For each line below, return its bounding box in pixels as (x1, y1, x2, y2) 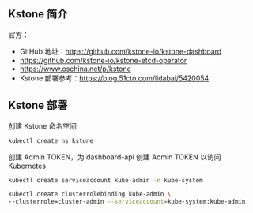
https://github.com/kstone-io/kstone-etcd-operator (19, 55, 187, 65)
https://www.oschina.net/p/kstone (19, 64, 132, 73)
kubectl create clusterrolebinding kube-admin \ (8, 190, 172, 199)
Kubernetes (8, 161, 46, 170)
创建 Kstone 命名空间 (8, 121, 77, 130)
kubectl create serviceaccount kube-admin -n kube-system (8, 176, 203, 184)
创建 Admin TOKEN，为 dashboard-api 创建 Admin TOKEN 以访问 (8, 152, 221, 162)
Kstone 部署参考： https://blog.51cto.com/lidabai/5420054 (19, 73, 210, 83)
